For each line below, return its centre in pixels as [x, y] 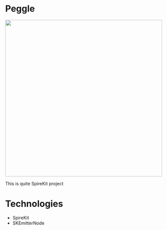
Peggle [20, 9]
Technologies [34, 204]
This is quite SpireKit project [34, 183]
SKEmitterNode [28, 223]
